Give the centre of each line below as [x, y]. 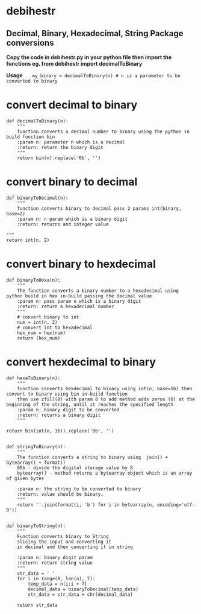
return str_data [38, 605]
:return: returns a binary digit [59, 415]
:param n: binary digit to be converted [68, 410]
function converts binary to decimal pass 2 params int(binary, [99, 208]
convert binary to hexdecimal [81, 264]
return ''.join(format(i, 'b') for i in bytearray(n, [86, 505]
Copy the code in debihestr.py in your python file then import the [89, 57]
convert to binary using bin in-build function [67, 394]
